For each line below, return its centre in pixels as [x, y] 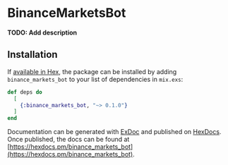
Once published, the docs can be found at [68, 140]
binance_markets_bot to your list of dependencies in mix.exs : [95, 79]
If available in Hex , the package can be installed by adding [92, 71]
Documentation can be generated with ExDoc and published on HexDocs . [114, 132]
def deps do [25, 92]
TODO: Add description [42, 32]
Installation [32, 55]
